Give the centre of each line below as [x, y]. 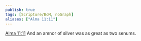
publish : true [20, 10]
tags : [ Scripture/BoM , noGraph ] [39, 14]
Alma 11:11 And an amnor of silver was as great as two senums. [71, 33]
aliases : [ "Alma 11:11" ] [31, 19]
